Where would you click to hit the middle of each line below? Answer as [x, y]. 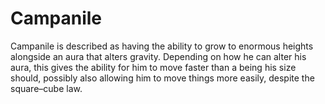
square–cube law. [46, 88]
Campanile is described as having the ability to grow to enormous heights [162, 46]
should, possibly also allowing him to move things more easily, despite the [162, 78]
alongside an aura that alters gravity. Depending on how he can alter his [158, 56]
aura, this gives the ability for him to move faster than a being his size [153, 67]
